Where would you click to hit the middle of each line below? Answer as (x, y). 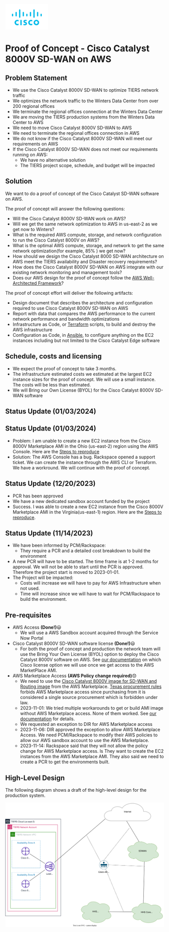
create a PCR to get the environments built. (65, 762)
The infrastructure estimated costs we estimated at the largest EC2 (82, 374)
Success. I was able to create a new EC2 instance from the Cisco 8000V (88, 507)
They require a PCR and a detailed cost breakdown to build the (85, 551)
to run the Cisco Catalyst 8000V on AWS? (56, 240)
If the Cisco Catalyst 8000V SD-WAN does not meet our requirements (85, 149)
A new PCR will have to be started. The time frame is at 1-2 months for (86, 562)
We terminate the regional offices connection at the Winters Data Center (88, 111)
